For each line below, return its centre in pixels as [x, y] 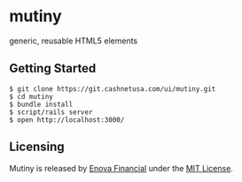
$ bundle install [41, 104]
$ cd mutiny [31, 96]
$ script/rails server [51, 112]
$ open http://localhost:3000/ [67, 120]
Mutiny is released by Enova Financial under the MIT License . [121, 168]
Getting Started [53, 68]
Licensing [37, 147]
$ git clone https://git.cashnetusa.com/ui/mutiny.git [113, 89]
